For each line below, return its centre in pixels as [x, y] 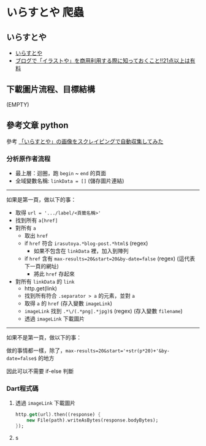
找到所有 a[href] [36, 220]
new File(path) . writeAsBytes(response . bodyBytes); [93, 420]
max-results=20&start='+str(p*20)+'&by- [118, 351]
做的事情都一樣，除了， [36, 350]
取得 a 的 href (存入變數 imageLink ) [68, 303]
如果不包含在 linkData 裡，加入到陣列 [81, 251]
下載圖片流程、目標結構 [51, 89]
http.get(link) [40, 288]
